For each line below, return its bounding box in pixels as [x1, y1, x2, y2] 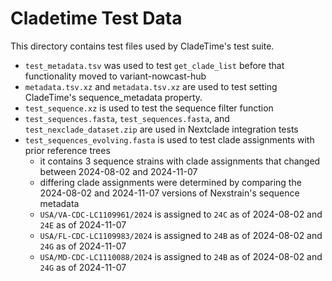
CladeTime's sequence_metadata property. [24, 91, 203, 103]
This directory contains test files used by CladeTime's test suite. [10, 40, 275, 52]
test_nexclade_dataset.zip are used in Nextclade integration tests [24, 123, 299, 135]
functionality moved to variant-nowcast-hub [24, 70, 207, 82]
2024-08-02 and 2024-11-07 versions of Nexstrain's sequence [39, 187, 300, 199]
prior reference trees [24, 144, 111, 156]
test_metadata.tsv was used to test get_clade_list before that [24, 59, 285, 71]
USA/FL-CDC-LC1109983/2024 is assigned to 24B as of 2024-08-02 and [39, 229, 323, 241]
